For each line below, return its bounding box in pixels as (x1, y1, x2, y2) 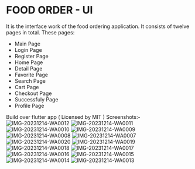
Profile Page (14, 102, 45, 109)
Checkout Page (14, 90, 52, 97)
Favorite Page (14, 71, 49, 78)
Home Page (14, 59, 43, 66)
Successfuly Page (14, 96, 59, 103)
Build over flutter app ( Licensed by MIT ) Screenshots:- (6, 113, 141, 120)
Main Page (14, 40, 41, 47)
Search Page (14, 77, 46, 85)
